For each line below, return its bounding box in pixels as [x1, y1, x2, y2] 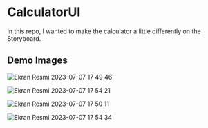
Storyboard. [7, 34, 41, 42]
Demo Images [7, 55, 68, 66]
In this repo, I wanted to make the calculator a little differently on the [7, 27, 202, 35]
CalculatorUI [7, 4, 81, 20]
